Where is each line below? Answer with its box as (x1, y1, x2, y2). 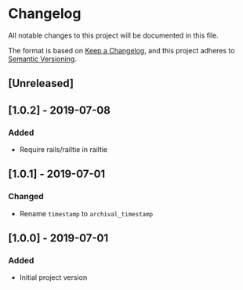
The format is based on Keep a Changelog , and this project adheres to (8, 45, 235, 55)
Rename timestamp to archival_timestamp (19, 208, 154, 218)
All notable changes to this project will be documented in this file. (8, 31, 219, 40)
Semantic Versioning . (8, 54, 77, 63)
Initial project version (19, 273, 88, 282)
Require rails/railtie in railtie (19, 145, 108, 154)
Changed (8, 191, 45, 202)
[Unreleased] (8, 77, 74, 90)
